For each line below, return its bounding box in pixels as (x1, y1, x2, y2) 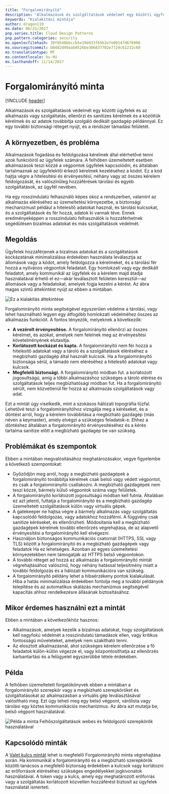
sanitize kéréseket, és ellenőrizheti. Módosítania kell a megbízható (12, 519, 150, 525)
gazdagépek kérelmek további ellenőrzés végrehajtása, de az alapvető (12, 524, 159, 531)
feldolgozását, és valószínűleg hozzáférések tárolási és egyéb (5, 179, 134, 185)
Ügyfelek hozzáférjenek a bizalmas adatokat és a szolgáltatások (5, 248, 138, 254)
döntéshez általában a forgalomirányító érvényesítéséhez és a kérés (5, 422, 146, 428)
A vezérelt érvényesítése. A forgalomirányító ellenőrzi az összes (12, 326, 148, 332)
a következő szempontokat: (5, 461, 62, 467)
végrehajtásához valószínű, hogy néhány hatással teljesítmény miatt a (12, 562, 157, 568)
